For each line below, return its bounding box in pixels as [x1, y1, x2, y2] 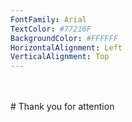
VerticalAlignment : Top [10, 52, 110, 62]
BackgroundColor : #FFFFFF [10, 33, 118, 43]
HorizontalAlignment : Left [10, 42, 123, 53]
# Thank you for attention [10, 101, 115, 113]
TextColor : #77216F [10, 24, 92, 34]
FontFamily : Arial [10, 14, 87, 25]
